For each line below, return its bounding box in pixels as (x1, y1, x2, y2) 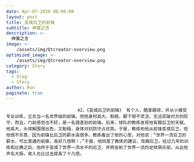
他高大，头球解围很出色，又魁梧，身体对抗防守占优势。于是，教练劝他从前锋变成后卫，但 (6, 126, 188, 132)
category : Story (6, 63, 45, 69)
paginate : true (6, 90, 43, 96)
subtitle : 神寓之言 (6, 25, 50, 31)
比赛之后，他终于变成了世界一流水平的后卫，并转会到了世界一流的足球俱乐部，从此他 (14, 144, 188, 150)
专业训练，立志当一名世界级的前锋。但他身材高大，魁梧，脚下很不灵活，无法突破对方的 (6, 113, 184, 119)
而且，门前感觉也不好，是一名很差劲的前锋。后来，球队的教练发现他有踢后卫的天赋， (14, 119, 188, 126)
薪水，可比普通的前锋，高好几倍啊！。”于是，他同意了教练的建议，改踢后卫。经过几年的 (6, 138, 185, 144)
